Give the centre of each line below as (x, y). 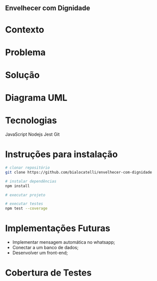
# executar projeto (25, 195)
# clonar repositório (28, 168)
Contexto (25, 30)
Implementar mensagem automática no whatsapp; (64, 242)
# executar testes (24, 204)
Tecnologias (31, 121)
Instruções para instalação (62, 154)
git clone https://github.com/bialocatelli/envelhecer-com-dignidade (79, 172)
